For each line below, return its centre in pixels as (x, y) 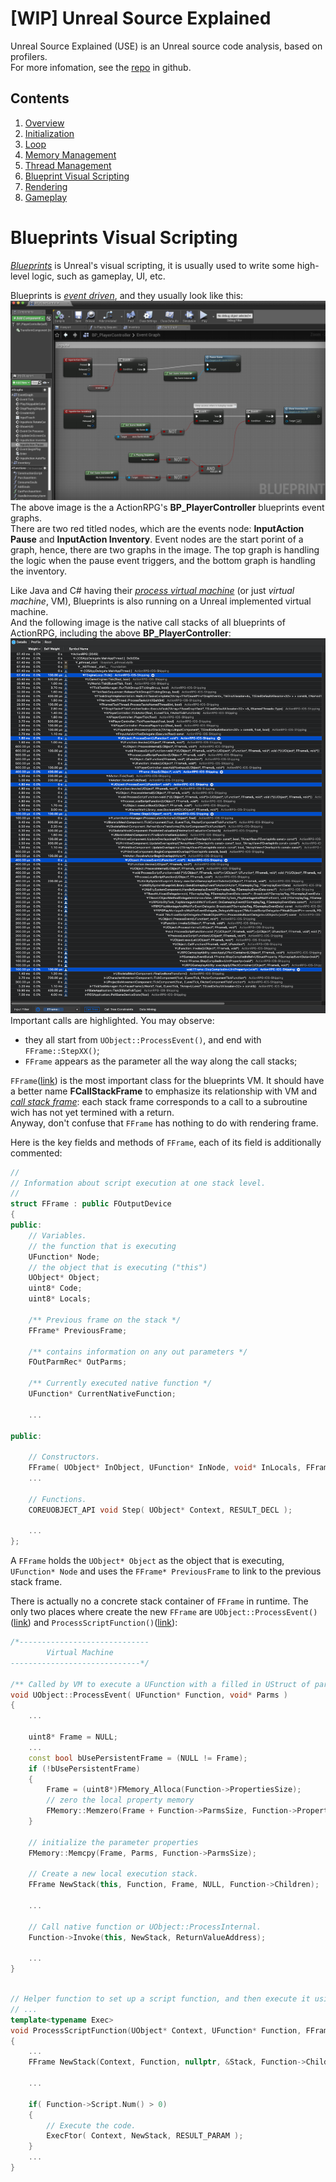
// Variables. (57, 1235)
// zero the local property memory (120, 1800)
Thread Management (68, 165)
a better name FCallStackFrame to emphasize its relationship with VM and (163, 1091)
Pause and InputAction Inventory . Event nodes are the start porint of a (157, 539)
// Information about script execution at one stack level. (138, 1183)
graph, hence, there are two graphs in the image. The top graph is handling (165, 549)
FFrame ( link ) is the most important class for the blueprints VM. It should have (167, 1080)
